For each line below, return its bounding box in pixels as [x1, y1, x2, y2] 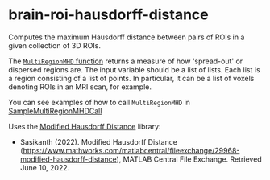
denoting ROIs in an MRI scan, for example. [8, 82, 152, 92]
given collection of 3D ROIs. [8, 40, 101, 50]
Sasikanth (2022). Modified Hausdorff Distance [19, 137, 177, 146]
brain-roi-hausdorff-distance [8, 6, 209, 24]
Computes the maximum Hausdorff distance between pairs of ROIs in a [8, 32, 245, 42]
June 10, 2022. [19, 162, 70, 172]
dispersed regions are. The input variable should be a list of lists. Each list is [8, 64, 260, 74]
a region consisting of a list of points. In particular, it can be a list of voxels [8, 73, 255, 83]
